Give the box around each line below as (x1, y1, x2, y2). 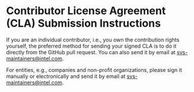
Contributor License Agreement (6, 4, 166, 18)
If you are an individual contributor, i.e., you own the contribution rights (6, 36, 180, 43)
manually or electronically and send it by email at (6, 73, 126, 80)
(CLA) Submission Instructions (6, 17, 161, 30)
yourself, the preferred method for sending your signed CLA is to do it (6, 42, 177, 50)
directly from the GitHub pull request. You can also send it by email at (6, 48, 176, 55)
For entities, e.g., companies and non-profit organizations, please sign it (6, 66, 182, 73)
